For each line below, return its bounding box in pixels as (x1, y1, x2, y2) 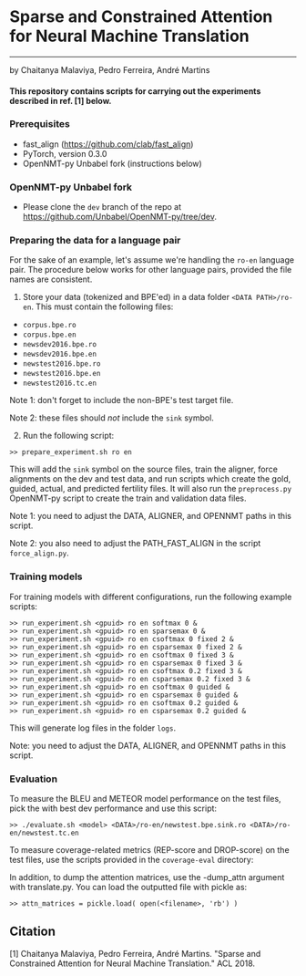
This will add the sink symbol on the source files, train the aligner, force (9, 463, 278, 475)
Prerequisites (9, 118, 70, 130)
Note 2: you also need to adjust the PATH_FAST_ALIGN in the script (9, 538, 261, 549)
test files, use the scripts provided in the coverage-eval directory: (9, 855, 254, 866)
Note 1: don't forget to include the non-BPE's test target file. (9, 395, 234, 406)
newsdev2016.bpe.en (22, 349, 97, 359)
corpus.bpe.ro (22, 321, 76, 330)
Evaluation (9, 773, 57, 785)
